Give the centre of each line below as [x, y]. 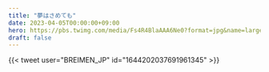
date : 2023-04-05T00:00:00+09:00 [64, 23]
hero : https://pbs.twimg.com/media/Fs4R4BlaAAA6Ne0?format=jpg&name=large [136, 30]
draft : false [30, 38]
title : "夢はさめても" [42, 15]
